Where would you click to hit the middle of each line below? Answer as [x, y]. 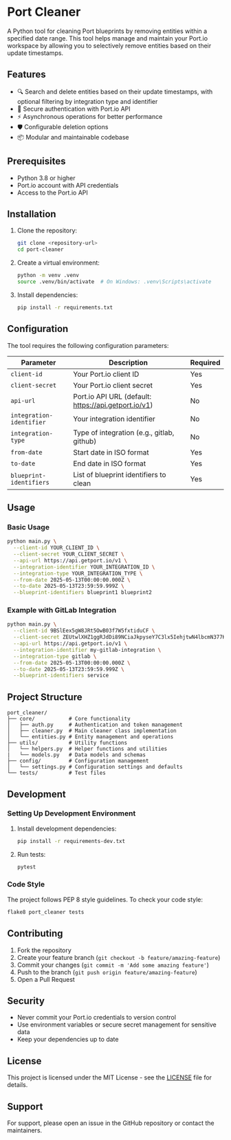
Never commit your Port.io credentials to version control [97, 1018]
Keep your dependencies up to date [68, 1040]
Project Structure [45, 697]
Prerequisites [36, 161]
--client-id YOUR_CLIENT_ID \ [56, 548]
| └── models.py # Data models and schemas [77, 755]
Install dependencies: [47, 295]
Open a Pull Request [46, 979]
